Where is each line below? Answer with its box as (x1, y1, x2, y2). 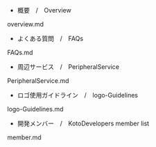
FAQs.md (7, 48, 33, 56)
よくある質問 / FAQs (17, 34, 84, 42)
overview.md (7, 20, 44, 28)
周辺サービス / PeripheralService (17, 63, 120, 71)
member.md (7, 133, 42, 141)
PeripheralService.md (7, 77, 69, 85)
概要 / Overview (17, 6, 71, 14)
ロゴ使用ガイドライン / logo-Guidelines (17, 91, 139, 99)
